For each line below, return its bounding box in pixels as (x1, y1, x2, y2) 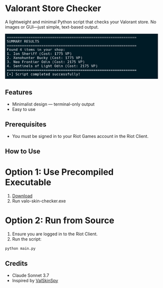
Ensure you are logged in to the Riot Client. (12, 231, 98, 237)
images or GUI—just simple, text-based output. (5, 24, 99, 30)
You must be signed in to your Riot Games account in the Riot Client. (12, 133, 149, 139)
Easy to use (12, 106, 35, 112)
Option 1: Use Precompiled (5, 167, 114, 178)
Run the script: (12, 236, 42, 242)
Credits (5, 259, 28, 268)
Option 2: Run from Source (5, 215, 114, 226)
